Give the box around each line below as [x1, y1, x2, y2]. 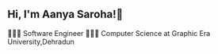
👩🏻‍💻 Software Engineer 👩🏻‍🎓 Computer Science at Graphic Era [7, 28, 211, 38]
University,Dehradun [7, 37, 75, 46]
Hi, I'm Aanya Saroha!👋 [7, 8, 124, 21]
